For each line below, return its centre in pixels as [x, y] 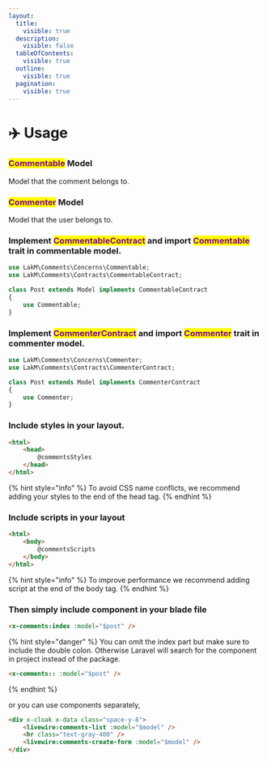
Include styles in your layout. [67, 426]
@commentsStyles [65, 457]
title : [27, 23]
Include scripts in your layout [67, 517]
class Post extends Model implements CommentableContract [108, 290]
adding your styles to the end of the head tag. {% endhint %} [110, 496]
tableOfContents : [45, 53]
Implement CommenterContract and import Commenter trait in [134, 333]
